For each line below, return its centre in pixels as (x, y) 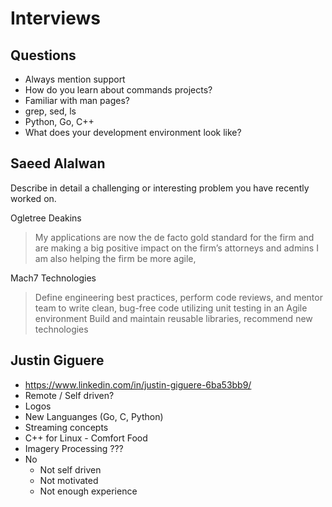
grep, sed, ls (50, 111)
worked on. (33, 198)
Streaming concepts (66, 427)
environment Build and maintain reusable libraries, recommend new (173, 318)
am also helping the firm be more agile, (115, 258)
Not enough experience (88, 491)
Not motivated (69, 480)
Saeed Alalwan (58, 163)
